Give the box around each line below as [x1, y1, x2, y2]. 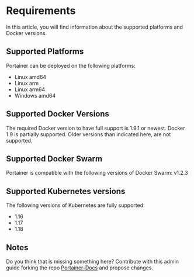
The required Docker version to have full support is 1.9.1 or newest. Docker [6, 124, 185, 131]
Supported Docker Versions [6, 109, 110, 119]
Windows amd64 [14, 92, 56, 99]
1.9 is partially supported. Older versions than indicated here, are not [6, 130, 171, 138]
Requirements [6, 4, 76, 18]
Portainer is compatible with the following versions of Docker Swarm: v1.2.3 [6, 169, 188, 176]
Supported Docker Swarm [6, 154, 103, 164]
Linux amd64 [14, 73, 47, 80]
